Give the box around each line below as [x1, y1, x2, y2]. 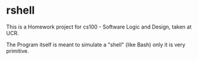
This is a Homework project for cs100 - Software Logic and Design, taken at [6, 23, 192, 30]
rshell [6, 4, 35, 17]
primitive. [6, 47, 29, 54]
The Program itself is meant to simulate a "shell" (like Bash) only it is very [6, 41, 186, 48]
